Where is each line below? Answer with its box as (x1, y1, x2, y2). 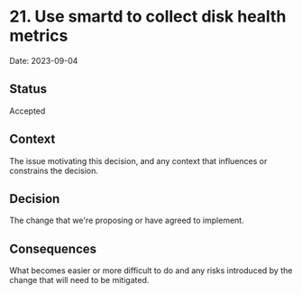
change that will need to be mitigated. (9, 275, 150, 286)
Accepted (9, 106, 46, 116)
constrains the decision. (9, 165, 99, 176)
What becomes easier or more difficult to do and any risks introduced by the (9, 265, 293, 276)
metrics (9, 25, 69, 46)
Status (9, 81, 48, 96)
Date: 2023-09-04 (9, 55, 78, 66)
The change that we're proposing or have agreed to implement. (9, 215, 245, 226)
